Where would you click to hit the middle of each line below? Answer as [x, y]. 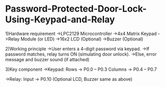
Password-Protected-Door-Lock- [76, 9]
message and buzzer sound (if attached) [47, 59]
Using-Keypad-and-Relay [60, 19]
